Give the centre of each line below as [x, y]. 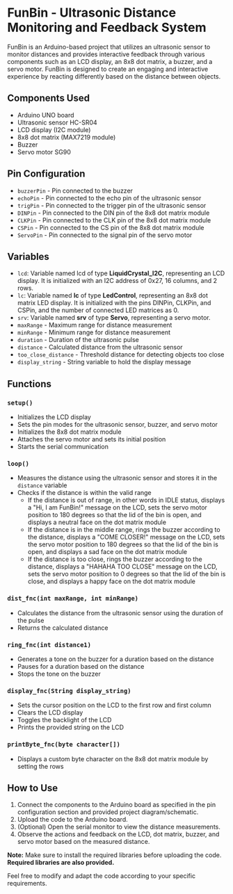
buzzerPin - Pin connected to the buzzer [75, 190]
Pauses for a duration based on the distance [81, 666]
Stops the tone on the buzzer [59, 674]
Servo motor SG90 [44, 152]
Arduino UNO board [46, 115]
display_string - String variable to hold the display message [104, 362]
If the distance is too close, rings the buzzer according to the [115, 559]
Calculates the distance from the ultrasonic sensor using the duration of [120, 612]
